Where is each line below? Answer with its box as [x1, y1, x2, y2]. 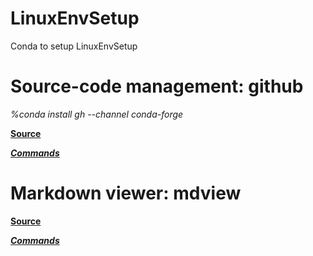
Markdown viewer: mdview [10, 182, 242, 205]
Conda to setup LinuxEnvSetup [10, 40, 138, 52]
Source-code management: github [10, 75, 304, 98]
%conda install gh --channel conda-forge [10, 108, 184, 120]
